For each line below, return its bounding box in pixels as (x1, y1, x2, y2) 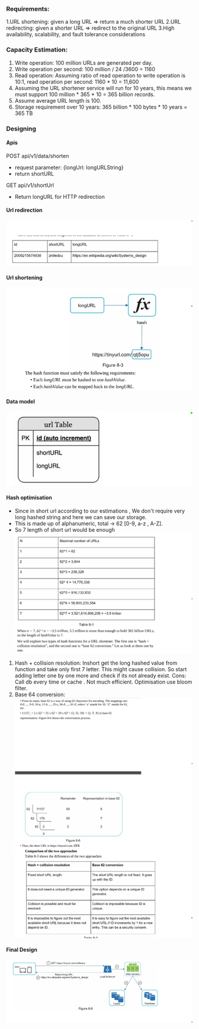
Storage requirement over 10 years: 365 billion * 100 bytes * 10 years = (14, 103, 188, 110)
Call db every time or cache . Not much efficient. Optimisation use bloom (14, 678, 192, 685)
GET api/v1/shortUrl (6, 182, 54, 189)
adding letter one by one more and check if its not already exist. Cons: (14, 672, 187, 679)
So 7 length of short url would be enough (14, 526, 115, 533)
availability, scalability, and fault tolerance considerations (6, 31, 146, 38)
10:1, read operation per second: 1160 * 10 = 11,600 (14, 78, 139, 85)
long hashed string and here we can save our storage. (14, 513, 147, 520)
